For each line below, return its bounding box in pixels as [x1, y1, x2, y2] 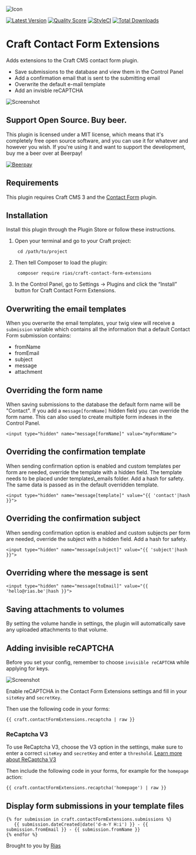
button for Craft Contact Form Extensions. [14, 287, 116, 294]
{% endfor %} [6, 832, 38, 838]
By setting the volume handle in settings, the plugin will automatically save [6, 620, 186, 627]
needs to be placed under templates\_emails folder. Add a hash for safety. [6, 475, 185, 482]
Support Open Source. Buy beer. [6, 115, 127, 126]
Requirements [6, 178, 59, 188]
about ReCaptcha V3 [6, 756, 57, 763]
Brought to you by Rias [6, 842, 61, 849]
